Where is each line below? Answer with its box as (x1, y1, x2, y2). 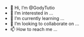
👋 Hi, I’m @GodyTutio (10, 5, 55, 10)
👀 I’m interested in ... (10, 10, 53, 16)
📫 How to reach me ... (10, 26, 58, 32)
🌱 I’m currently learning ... (10, 15, 65, 21)
